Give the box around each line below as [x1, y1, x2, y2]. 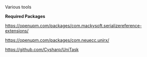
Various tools [5, 4, 32, 10]
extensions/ [5, 28, 29, 33]
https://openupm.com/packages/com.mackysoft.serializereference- [5, 23, 142, 28]
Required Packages [5, 14, 45, 19]
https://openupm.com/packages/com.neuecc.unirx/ [5, 37, 109, 43]
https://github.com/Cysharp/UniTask [5, 47, 79, 52]
